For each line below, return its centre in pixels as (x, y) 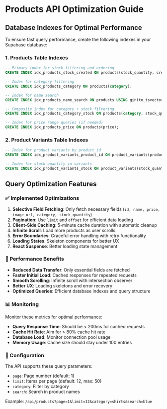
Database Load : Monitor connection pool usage (61, 337)
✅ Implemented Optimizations (42, 198)
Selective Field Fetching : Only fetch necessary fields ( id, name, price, (86, 209)
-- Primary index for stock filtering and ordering (60, 68)
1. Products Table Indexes (37, 57)
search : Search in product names (46, 392)
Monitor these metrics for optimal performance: (54, 317)
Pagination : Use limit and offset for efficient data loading (73, 220)
